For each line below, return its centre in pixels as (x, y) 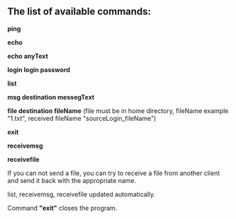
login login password (39, 69)
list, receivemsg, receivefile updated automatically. (82, 194)
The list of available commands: (79, 12)
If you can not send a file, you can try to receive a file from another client (114, 173)
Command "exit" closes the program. (62, 208)
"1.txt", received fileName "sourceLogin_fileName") (82, 118)
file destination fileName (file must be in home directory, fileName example (118, 111)
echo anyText (28, 56)
